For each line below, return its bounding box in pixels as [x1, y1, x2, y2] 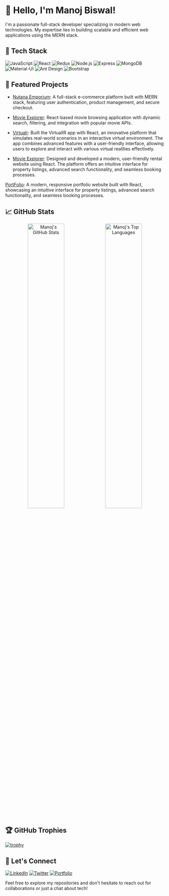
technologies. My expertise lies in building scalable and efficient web [5, 26, 149, 32]
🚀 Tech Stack [5, 47, 47, 55]
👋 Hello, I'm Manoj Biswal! [5, 5, 116, 16]
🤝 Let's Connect [5, 856, 57, 865]
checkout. [12, 104, 34, 110]
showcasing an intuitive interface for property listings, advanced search [5, 187, 155, 193]
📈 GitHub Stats [5, 207, 54, 216]
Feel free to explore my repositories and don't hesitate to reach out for [5, 880, 151, 886]
